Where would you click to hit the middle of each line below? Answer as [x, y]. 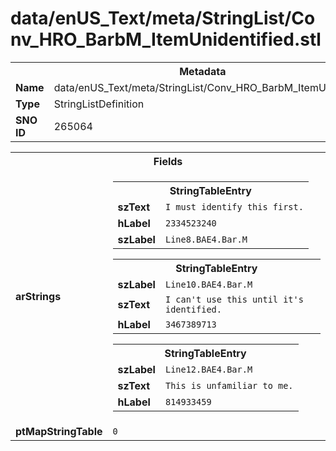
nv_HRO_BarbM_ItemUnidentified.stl [166, 39]
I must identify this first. [234, 206]
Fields [168, 161]
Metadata [203, 71]
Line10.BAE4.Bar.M [208, 284]
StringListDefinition [99, 104]
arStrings [38, 296]
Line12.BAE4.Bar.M [208, 369]
